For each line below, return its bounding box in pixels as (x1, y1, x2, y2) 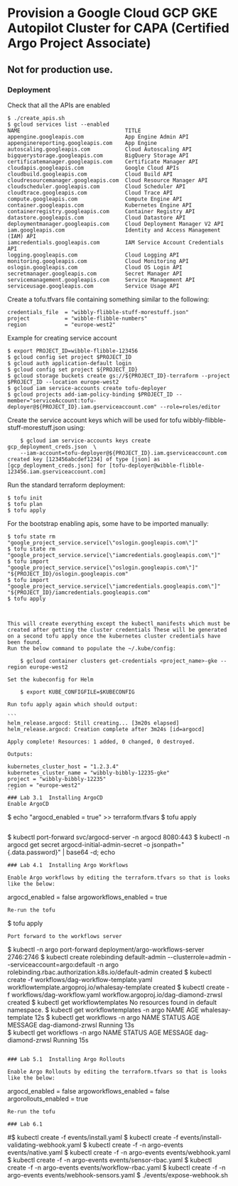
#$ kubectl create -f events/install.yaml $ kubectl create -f (7, 1133, 179, 1141)
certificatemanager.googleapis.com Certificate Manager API (7, 158, 199, 165)
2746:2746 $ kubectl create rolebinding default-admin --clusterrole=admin (7, 952, 227, 961)
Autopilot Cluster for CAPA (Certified (7, 20, 229, 36)
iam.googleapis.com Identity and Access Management (7, 226, 221, 234)
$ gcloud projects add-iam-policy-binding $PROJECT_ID (7, 391, 173, 398)
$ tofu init (7, 494, 43, 502)
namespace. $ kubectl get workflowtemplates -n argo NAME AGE (7, 1006, 199, 1014)
